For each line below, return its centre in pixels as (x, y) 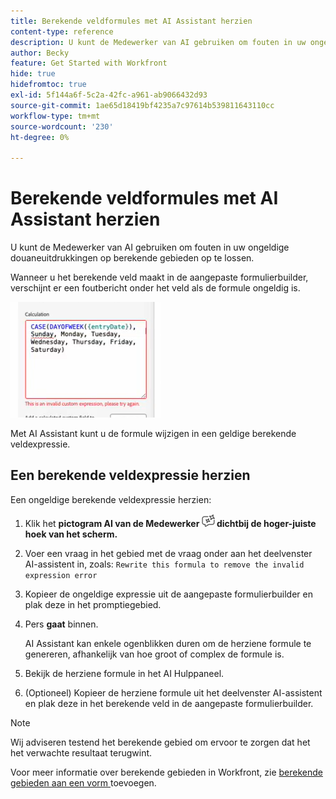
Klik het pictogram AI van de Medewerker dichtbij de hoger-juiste (170, 523)
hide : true (33, 74)
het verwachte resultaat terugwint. (81, 752)
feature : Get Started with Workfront (89, 63)
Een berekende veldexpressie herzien (130, 475)
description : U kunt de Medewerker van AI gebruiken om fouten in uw (158, 42)
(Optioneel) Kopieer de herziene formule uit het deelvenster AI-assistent (173, 692)
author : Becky (40, 53)
